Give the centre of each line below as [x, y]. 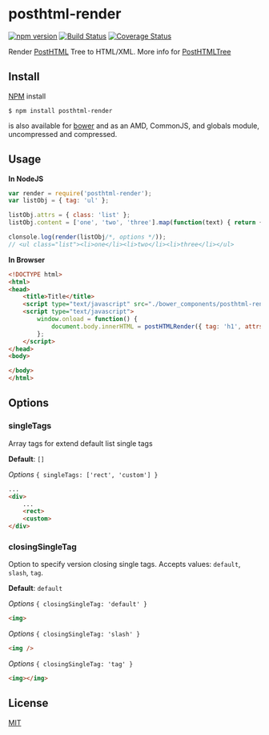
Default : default [35, 588]
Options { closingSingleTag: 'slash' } [74, 634]
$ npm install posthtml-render [60, 110]
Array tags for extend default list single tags [81, 443]
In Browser [27, 259]
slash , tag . [26, 572]
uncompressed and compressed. [63, 134]
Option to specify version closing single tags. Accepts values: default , [124, 564]
